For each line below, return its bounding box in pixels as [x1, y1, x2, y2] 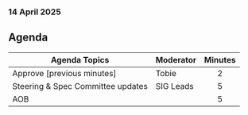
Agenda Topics [50, 54, 110, 65]
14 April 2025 [8, 6, 61, 17]
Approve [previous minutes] [12, 67, 117, 79]
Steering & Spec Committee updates [12, 80, 149, 91]
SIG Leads [155, 80, 194, 91]
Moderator [155, 54, 197, 65]
